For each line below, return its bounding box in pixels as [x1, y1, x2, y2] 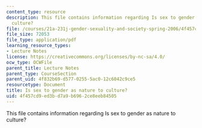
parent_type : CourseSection [6, 71, 77, 77]
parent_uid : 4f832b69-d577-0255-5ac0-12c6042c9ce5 [6, 76, 136, 82]
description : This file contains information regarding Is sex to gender [6, 14, 195, 21]
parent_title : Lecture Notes [6, 65, 79, 71]
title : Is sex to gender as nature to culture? [6, 88, 128, 94]
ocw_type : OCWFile [6, 59, 52, 65]
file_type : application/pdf [6, 37, 77, 43]
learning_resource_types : [6, 43, 71, 49]
